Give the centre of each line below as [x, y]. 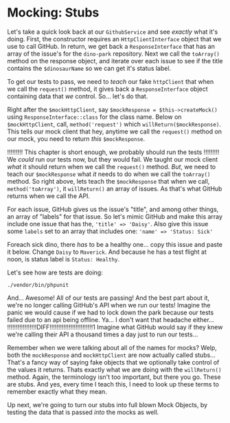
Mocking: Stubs [53, 13]
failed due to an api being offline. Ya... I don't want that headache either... [111, 319]
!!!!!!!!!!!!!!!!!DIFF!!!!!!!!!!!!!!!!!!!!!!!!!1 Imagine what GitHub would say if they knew [115, 327]
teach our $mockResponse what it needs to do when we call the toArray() [109, 174]
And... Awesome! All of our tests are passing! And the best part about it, [108, 298]
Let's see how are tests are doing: [55, 272]
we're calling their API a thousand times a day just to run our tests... [103, 334]
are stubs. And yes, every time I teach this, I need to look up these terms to [113, 384]
